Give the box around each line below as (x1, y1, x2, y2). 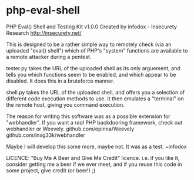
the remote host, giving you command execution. (6, 101, 125, 108)
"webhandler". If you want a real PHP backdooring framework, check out (6, 119, 183, 126)
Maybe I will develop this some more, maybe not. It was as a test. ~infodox (6, 143, 187, 150)
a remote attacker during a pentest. (6, 53, 92, 60)
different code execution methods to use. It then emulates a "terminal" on (6, 95, 184, 102)
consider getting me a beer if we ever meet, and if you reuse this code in (6, 161, 182, 168)
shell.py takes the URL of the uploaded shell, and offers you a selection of (6, 89, 185, 96)
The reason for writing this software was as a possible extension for (6, 113, 170, 120)
